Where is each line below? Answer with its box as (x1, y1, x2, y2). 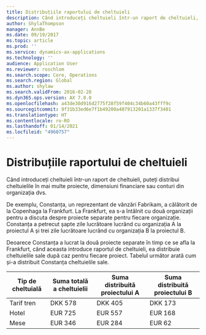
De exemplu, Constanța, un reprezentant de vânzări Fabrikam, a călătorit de (6, 200, 197, 208)
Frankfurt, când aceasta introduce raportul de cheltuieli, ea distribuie (6, 245, 180, 253)
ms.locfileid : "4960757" (6, 129, 70, 135)
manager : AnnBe (6, 26, 45, 33)
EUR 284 (96, 318, 123, 327)
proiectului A (101, 288, 140, 297)
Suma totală (52, 277, 89, 285)
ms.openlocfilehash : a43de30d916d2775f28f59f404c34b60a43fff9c (6, 100, 172, 106)
